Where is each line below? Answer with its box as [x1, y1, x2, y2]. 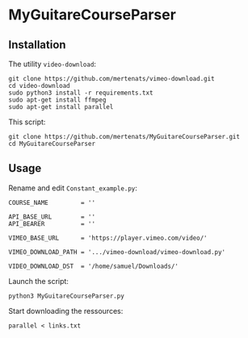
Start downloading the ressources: [8, 306, 124, 315]
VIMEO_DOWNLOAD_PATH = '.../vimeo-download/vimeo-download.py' [8, 248, 226, 256]
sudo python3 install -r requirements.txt [8, 89, 153, 97]
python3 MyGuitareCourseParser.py [8, 292, 125, 300]
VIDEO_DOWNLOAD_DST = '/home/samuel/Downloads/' [8, 262, 179, 270]
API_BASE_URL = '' [8, 212, 95, 221]
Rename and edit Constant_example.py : [8, 183, 137, 193]
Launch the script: [8, 276, 69, 286]
